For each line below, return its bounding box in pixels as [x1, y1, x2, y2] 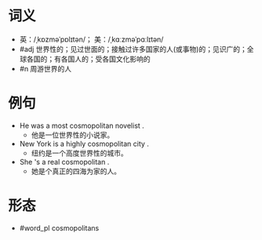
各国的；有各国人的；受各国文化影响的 [26, 54, 151, 64]
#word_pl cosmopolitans [19, 223, 100, 232]
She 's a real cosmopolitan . [19, 157, 110, 166]
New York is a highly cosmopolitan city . [19, 139, 149, 148]
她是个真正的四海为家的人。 [31, 166, 122, 176]
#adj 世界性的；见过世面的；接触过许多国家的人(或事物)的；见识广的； [19, 44, 247, 53]
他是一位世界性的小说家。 [31, 130, 115, 140]
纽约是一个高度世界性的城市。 [31, 148, 128, 158]
